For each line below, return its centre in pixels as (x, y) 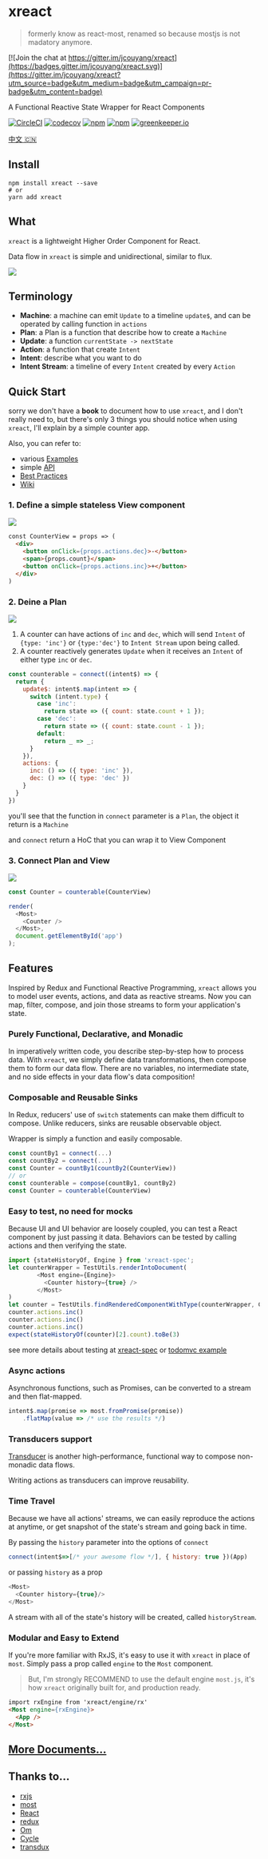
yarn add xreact (35, 197)
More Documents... (57, 1749)
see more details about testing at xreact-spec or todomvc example (118, 1350)
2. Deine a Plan (38, 602)
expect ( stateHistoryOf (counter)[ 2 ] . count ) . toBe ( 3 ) (94, 1334)
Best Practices (43, 476)
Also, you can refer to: (45, 444)
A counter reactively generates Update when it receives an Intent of (131, 651)
